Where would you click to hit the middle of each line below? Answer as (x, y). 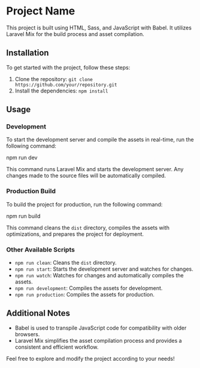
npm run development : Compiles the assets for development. (89, 288)
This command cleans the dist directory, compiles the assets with (88, 228)
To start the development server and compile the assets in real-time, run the (100, 140)
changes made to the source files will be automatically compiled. (86, 176)
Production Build (31, 192)
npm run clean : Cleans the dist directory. (66, 263)
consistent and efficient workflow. (57, 347)
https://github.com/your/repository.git (66, 85)
